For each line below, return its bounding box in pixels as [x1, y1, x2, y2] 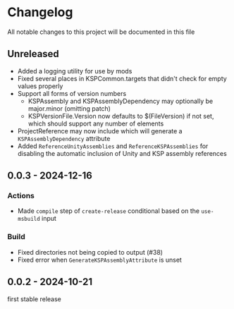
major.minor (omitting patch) [27, 104, 111, 113]
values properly [17, 82, 63, 90]
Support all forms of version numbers [17, 89, 127, 97]
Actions [7, 191, 35, 201]
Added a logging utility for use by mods [17, 66, 133, 75]
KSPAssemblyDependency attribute [17, 134, 111, 143]
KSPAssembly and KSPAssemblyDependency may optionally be [27, 97, 214, 105]
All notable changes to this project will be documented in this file [7, 28, 195, 36]
